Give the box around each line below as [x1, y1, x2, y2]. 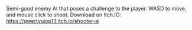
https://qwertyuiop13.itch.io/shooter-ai [6, 18, 100, 24]
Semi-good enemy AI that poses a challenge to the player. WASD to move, [6, 5, 187, 12]
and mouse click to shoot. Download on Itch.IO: [6, 11, 122, 18]
